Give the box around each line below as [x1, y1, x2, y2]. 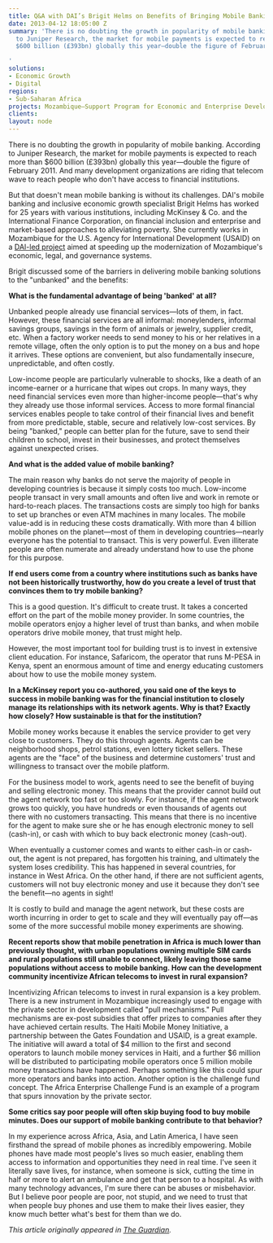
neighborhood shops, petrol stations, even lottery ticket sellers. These [8, 744, 243, 754]
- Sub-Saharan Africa [8, 94, 82, 103]
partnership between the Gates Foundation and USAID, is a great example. [8, 1031, 258, 1040]
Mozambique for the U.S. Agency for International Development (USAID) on [8, 234, 261, 243]
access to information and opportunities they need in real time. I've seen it [8, 1158, 258, 1166]
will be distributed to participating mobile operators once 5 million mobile [8, 1057, 253, 1066]
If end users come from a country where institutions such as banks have [8, 569, 258, 578]
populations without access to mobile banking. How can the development [8, 963, 262, 973]
